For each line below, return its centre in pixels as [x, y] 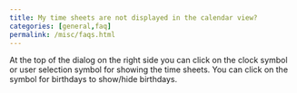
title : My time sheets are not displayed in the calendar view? [134, 18]
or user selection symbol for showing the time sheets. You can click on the [149, 70]
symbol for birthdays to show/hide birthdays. [94, 79]
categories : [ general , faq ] [60, 26]
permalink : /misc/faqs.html [63, 34]
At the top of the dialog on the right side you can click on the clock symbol [148, 60]
